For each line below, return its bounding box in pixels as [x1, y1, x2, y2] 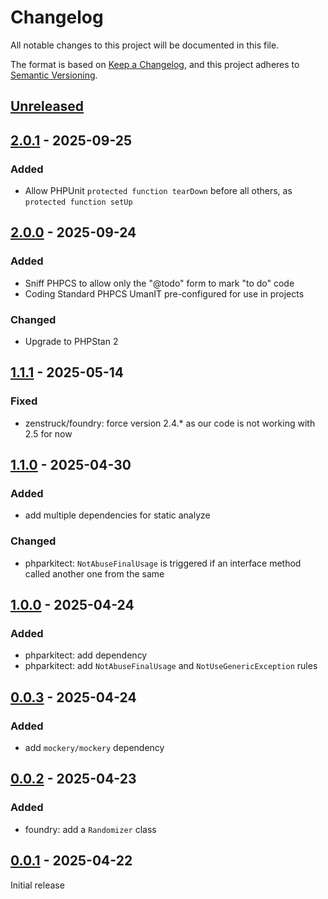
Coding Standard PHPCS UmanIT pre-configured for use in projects [24, 287, 305, 300]
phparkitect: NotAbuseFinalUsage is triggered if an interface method [24, 557, 302, 569]
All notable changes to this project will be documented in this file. [10, 39, 280, 51]
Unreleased [10, 98, 85, 115]
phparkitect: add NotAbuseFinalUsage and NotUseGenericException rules [24, 660, 318, 672]
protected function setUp [24, 197, 133, 208]
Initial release [10, 879, 65, 891]
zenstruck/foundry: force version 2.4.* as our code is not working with [24, 417, 316, 429]
